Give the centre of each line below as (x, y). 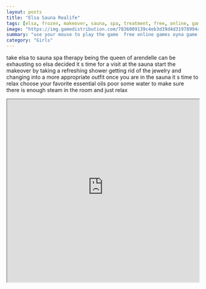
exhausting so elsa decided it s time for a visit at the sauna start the (91, 64)
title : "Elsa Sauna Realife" (43, 18)
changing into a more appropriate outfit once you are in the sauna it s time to (102, 77)
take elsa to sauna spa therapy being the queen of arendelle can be (91, 58)
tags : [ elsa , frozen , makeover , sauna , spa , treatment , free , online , (98, 23)
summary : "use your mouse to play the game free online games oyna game (102, 35)
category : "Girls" (30, 40)
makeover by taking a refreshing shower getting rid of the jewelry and (94, 70)
